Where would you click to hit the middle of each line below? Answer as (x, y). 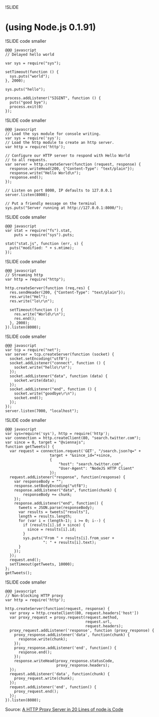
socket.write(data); (35, 380)
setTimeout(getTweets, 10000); (42, 564)
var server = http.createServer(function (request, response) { (73, 164)
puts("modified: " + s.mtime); (42, 248)
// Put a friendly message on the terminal (51, 204)
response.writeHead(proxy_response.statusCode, (64, 661)
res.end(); (25, 318)
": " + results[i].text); (70, 542)
